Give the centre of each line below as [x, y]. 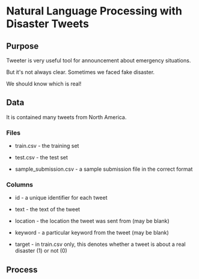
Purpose [23, 46]
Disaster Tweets [47, 24]
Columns [20, 185]
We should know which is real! [44, 84]
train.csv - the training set [47, 146]
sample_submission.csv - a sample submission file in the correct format [104, 169]
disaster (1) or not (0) [41, 251]
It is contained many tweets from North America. [66, 117]
